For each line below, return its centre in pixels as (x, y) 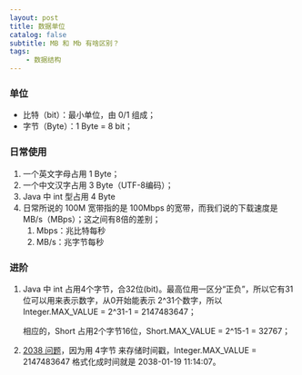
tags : (20, 52)
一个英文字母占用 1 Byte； (71, 173)
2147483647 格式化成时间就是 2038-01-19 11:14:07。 (121, 361)
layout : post (34, 18)
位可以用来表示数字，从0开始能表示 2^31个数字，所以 (122, 300)
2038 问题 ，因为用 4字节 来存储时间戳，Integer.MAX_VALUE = (140, 350)
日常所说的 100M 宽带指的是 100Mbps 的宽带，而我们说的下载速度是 (151, 207)
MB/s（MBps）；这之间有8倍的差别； (91, 219)
